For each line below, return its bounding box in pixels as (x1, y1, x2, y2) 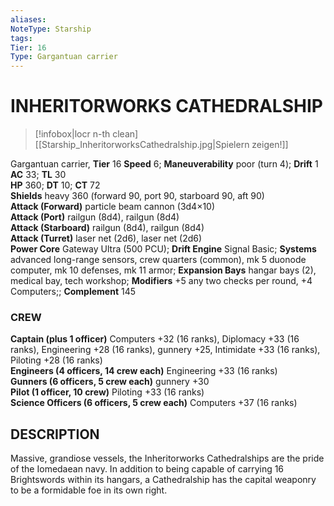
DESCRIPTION (10, 426, 100, 443)
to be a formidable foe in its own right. (10, 484, 168, 496)
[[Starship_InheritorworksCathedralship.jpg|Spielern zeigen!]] (34, 139, 289, 151)
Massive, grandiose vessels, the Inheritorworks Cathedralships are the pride (10, 452, 325, 465)
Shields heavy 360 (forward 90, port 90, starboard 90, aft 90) (10, 190, 265, 202)
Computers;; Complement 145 (10, 286, 137, 298)
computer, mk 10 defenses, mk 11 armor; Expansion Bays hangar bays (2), (10, 264, 317, 276)
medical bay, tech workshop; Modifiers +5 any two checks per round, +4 (10, 275, 313, 287)
